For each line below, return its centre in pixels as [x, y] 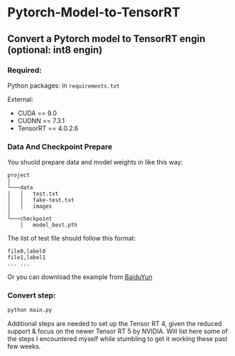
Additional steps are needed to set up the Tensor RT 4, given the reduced [115, 324]
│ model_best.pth [49, 225]
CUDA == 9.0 [37, 113]
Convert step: [32, 295]
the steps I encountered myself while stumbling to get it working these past [117, 339]
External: [20, 99]
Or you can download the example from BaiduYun [80, 277]
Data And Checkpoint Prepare [60, 147]
